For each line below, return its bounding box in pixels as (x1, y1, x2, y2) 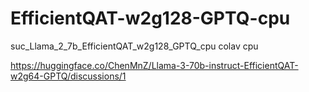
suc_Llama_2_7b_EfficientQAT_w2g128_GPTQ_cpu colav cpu (10, 40, 259, 52)
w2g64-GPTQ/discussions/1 (10, 70, 127, 82)
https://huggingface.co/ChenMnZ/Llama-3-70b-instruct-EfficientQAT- (10, 59, 299, 71)
